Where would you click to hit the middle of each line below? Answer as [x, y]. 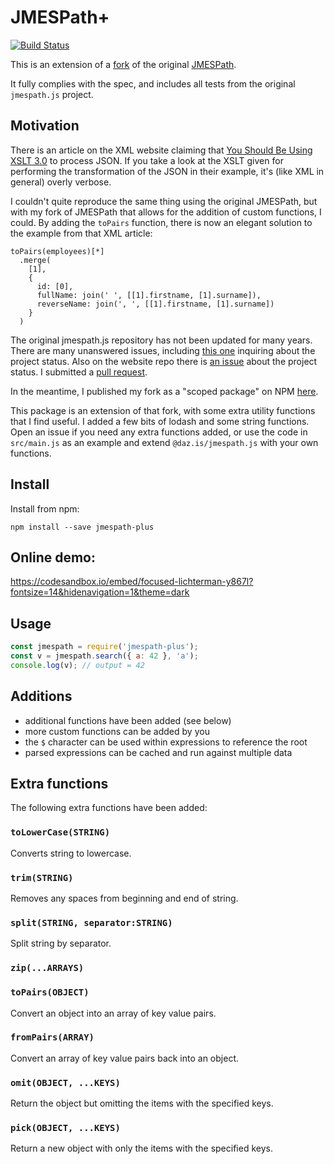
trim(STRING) [42, 877]
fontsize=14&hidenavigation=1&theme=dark [100, 592]
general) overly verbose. [61, 182]
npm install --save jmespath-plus [82, 527]
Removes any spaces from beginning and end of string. [124, 898]
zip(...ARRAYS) [47, 968]
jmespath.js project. [52, 94]
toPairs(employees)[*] [57, 251]
